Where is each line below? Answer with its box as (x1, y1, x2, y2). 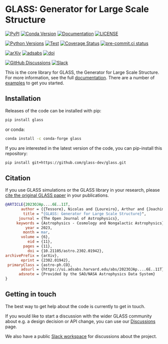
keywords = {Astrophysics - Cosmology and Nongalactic (16, 221, 133, 226)
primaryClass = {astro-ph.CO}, (7, 262, 72, 268)
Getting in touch (5, 290, 56, 299)
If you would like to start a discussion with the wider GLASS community (5, 313, 152, 319)
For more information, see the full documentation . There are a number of (5, 74, 155, 80)
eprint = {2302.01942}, (20, 258, 70, 263)
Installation (5, 94, 41, 103)
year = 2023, (25, 225, 52, 230)
